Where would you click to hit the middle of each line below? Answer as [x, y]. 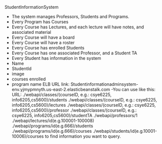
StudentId [22, 69]
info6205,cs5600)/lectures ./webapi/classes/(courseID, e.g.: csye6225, [84, 105]
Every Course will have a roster [43, 43]
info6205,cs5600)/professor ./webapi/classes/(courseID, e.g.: [74, 110]
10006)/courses [28, 136]
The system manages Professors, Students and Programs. [70, 16]
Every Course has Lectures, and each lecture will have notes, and [78, 27]
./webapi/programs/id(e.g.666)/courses [52, 131]
